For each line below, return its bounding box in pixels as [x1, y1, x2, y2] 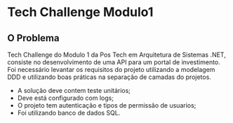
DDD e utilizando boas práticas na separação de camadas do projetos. [7, 73, 212, 81]
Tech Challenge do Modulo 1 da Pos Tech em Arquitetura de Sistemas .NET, [7, 50, 226, 59]
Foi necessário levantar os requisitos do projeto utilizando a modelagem [7, 66, 215, 73]
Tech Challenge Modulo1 [7, 4, 154, 20]
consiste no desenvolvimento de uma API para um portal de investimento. [7, 58, 221, 66]
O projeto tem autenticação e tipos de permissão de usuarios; [17, 101, 197, 109]
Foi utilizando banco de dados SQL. [17, 109, 121, 117]
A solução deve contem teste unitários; [17, 87, 131, 94]
